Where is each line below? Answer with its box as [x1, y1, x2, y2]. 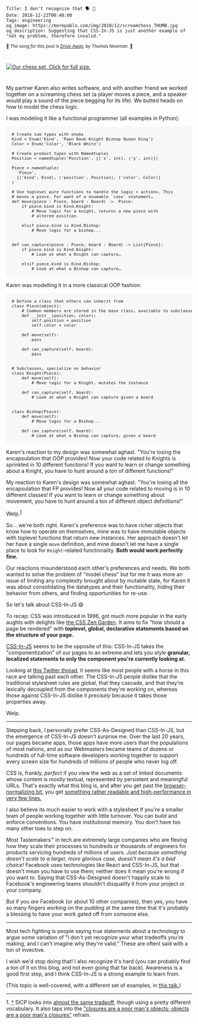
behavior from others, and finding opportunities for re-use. [6, 589, 148, 596]
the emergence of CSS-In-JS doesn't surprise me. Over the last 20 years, [6, 733, 185, 740]
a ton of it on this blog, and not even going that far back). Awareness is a [6, 964, 183, 971]
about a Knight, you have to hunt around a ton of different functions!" [6, 467, 174, 474]
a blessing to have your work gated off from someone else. [6, 910, 150, 918]
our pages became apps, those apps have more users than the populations [6, 739, 189, 746]
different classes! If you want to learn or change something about [6, 492, 165, 498]
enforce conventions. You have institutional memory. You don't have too [6, 818, 181, 825]
